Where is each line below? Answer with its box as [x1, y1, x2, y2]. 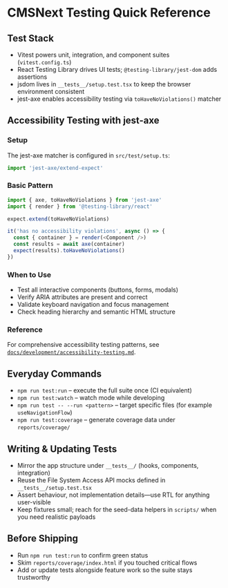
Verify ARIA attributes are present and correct [17, 293, 148, 301]
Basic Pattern [7, 181, 53, 191]
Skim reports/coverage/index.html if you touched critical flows [17, 558, 198, 567]
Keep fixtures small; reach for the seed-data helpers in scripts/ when [17, 506, 217, 514]
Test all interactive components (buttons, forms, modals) [17, 285, 178, 294]
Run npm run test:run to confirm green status [17, 551, 149, 559]
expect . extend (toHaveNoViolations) [7, 216, 110, 222]
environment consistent [17, 88, 85, 95]
